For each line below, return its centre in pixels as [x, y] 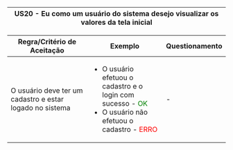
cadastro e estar [37, 99]
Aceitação [47, 50]
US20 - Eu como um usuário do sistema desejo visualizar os [116, 13]
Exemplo [125, 46]
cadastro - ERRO [130, 129]
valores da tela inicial [116, 22]
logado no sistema [41, 108]
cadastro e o [123, 86]
